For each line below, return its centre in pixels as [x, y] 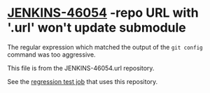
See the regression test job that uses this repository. [83, 81]
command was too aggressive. [51, 55]
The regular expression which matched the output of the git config [105, 47]
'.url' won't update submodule [97, 28]
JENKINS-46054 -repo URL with [103, 13]
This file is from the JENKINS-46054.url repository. [81, 68]
